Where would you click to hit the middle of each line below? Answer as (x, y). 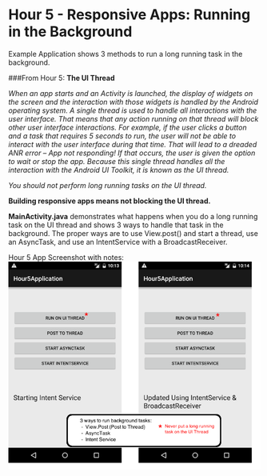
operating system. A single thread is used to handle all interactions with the (133, 110)
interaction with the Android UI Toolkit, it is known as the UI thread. (119, 170)
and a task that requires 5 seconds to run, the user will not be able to (122, 136)
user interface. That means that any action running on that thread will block (133, 118)
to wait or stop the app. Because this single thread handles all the (117, 161)
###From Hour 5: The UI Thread (62, 78)
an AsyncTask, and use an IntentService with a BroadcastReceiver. (118, 242)
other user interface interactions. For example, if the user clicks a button (128, 127)
